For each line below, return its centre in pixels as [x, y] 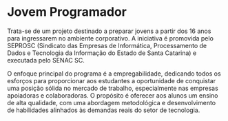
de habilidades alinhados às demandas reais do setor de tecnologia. [104, 110]
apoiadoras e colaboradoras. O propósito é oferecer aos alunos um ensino [113, 95]
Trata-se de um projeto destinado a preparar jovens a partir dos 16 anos [109, 31]
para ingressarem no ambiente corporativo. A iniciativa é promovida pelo [110, 38]
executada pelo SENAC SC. [46, 60]
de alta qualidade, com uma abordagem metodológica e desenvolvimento [112, 102]
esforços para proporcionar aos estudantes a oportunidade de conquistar [111, 80]
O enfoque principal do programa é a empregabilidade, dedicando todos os [114, 74]
